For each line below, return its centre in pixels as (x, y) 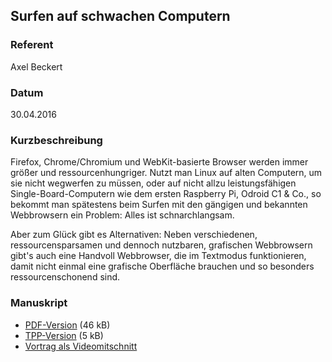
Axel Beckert (36, 66)
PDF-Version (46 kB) (67, 325)
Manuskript (39, 303)
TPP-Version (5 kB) (64, 335)
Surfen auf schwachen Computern (120, 16)
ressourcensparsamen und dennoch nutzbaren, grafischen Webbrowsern (161, 245)
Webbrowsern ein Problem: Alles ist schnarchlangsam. (122, 215)
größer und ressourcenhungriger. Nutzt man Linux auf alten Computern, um (166, 173)
